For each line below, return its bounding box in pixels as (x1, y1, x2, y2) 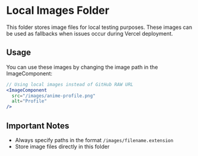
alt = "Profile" (11, 98, 47, 104)
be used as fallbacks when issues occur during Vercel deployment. (6, 30, 173, 37)
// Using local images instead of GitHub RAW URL (6, 81, 134, 87)
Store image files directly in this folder (14, 143, 110, 150)
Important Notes (6, 120, 69, 131)
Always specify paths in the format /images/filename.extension (14, 136, 174, 143)
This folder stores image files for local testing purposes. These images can (6, 23, 193, 31)
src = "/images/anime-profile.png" (11, 93, 96, 99)
